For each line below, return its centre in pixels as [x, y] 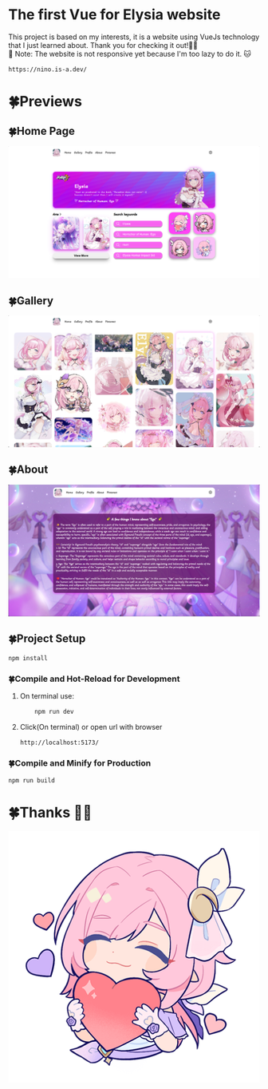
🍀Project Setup [47, 639]
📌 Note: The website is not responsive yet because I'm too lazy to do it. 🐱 [130, 53]
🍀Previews [45, 101]
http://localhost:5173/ [59, 742]
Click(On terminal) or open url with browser [91, 727]
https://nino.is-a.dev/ [48, 69]
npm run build [32, 781]
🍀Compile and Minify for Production [80, 762]
